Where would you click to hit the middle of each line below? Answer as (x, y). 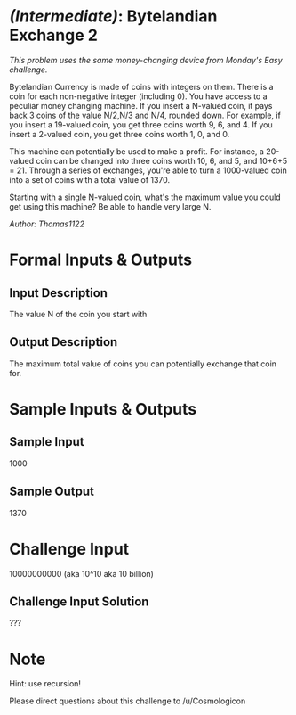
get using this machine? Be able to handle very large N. (110, 206)
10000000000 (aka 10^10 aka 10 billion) (81, 573)
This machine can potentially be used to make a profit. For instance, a (137, 151)
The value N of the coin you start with (78, 314)
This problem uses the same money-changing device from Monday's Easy (146, 60)
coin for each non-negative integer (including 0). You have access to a (139, 96)
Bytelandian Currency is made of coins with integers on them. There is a (141, 86)
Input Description (59, 293)
